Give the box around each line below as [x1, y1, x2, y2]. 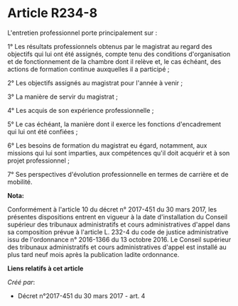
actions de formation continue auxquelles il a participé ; [7, 65, 170, 73]
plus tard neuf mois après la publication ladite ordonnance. [7, 250, 180, 258]
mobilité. [7, 177, 33, 186]
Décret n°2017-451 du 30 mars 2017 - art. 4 [17, 291, 146, 300]
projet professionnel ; [7, 156, 70, 165]
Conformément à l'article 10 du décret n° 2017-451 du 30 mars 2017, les [7, 204, 217, 214]
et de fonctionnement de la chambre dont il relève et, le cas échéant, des [7, 57, 222, 65]
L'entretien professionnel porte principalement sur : [7, 28, 158, 37]
